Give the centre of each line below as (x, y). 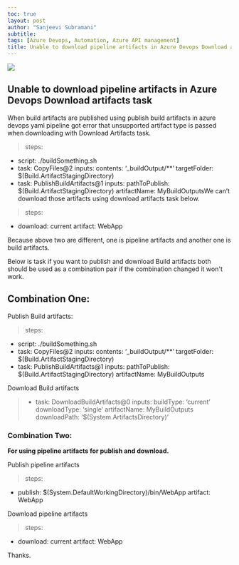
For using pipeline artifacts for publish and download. (88, 451)
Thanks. (19, 555)
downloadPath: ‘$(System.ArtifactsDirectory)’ (102, 417)
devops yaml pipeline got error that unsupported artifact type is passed (112, 125)
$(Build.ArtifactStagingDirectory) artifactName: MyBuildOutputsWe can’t (123, 190)
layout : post (27, 21)
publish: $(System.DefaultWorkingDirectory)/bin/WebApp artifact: (114, 492)
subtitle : (22, 34)
